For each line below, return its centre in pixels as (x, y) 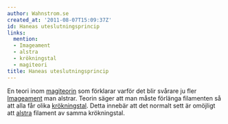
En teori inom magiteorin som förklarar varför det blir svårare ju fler (102, 91)
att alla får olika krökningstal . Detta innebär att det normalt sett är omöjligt (111, 105)
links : (16, 33)
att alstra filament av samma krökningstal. (66, 113)
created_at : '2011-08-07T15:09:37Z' (59, 20)
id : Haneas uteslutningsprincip (53, 26)
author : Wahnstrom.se (38, 13)
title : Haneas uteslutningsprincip (58, 71)
